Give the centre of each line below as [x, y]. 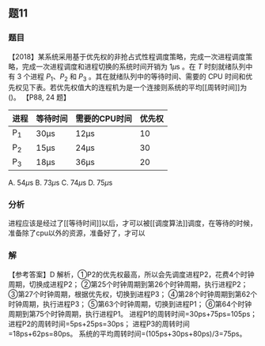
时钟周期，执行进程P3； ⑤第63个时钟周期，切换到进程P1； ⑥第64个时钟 [130, 304]
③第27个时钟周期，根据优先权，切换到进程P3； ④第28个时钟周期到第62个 [133, 294]
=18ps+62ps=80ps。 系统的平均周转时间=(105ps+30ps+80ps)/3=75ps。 [127, 333]
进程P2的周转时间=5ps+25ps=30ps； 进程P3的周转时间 [99, 323]
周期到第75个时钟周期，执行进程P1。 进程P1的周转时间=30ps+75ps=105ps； [133, 314]
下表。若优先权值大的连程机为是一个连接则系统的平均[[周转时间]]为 [138, 88]
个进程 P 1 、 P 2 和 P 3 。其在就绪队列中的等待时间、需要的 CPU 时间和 [134, 77]
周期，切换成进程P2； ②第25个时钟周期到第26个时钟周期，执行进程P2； [128, 284]
